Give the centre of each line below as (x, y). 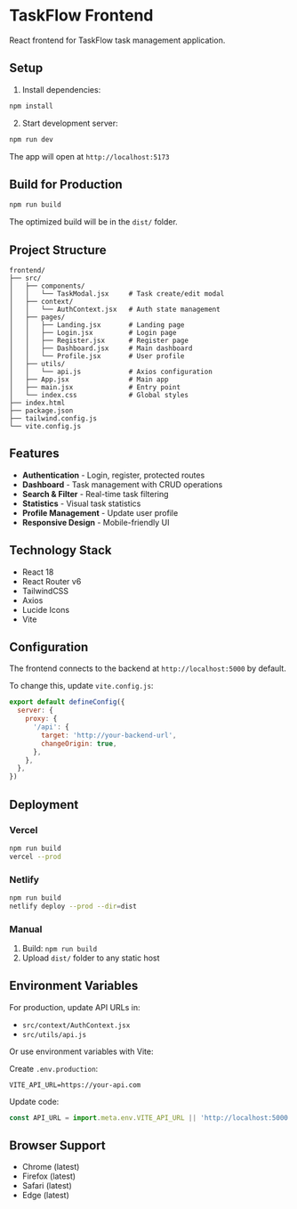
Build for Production (66, 184)
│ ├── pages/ (37, 317)
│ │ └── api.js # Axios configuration (111, 372)
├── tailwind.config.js (53, 419)
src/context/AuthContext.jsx (76, 1025)
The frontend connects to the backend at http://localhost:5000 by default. (148, 668)
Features (34, 454)
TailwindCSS (45, 591)
